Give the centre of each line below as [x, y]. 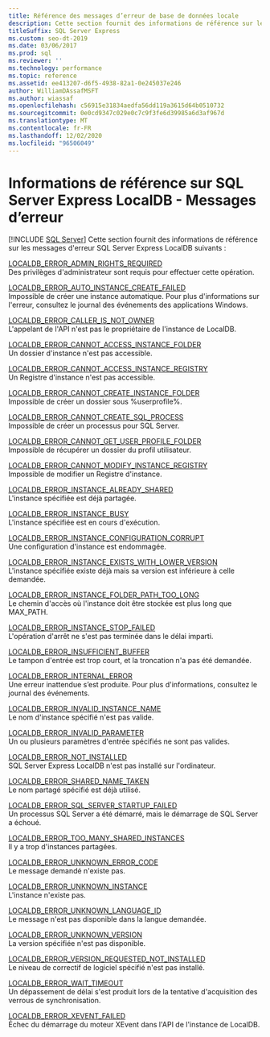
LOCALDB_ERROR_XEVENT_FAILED [67, 1016]
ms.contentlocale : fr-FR [50, 128]
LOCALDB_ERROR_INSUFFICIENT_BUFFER [79, 652]
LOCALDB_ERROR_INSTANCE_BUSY [69, 514]
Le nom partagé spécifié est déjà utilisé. [74, 790]
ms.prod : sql [30, 53]
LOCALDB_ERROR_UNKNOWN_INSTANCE [78, 886]
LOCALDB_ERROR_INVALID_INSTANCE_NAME [85, 709]
